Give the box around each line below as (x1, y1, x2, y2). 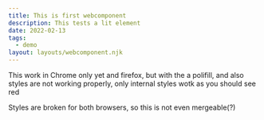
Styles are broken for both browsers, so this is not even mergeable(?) (8, 103, 236, 112)
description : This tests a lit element (8, 19, 141, 27)
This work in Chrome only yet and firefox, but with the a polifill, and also (8, 71, 245, 79)
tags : (8, 33, 26, 42)
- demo (15, 41, 37, 49)
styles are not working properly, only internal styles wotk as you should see (8, 79, 257, 88)
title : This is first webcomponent (8, 11, 127, 20)
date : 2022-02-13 (8, 26, 66, 34)
